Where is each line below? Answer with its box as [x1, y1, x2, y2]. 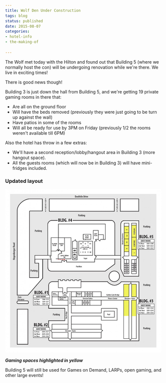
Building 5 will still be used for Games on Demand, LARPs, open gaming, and [5, 367, 162, 373]
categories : [5, 29, 30, 34]
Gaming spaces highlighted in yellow [5, 358, 83, 364]
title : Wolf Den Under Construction [5, 8, 81, 13]
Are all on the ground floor [12, 103, 66, 109]
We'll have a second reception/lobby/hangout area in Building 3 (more [12, 149, 155, 155]
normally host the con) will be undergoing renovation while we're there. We [5, 64, 159, 70]
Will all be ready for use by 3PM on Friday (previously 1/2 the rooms [12, 125, 151, 131]
